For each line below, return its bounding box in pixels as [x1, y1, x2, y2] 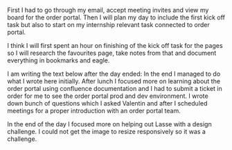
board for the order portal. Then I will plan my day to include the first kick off [7, 13, 225, 22]
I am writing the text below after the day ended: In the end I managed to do [7, 69, 221, 78]
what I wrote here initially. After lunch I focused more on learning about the [7, 77, 220, 85]
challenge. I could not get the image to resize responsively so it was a [7, 128, 206, 135]
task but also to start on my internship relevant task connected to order [7, 21, 210, 28]
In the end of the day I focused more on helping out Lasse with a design [7, 120, 213, 128]
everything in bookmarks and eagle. [7, 56, 110, 65]
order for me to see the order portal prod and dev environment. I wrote [7, 92, 209, 100]
